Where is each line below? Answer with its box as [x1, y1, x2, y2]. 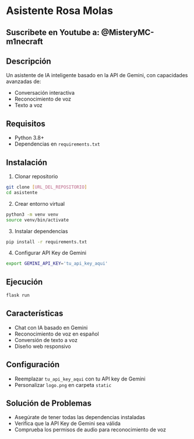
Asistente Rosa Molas [6, 4, 114, 18]
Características [6, 309, 64, 319]
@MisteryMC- [101, 27, 154, 37]
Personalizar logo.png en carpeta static [14, 381, 112, 388]
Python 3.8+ [14, 134, 45, 141]
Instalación [6, 157, 48, 167]
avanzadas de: [6, 78, 41, 85]
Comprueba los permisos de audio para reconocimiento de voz [14, 426, 167, 433]
